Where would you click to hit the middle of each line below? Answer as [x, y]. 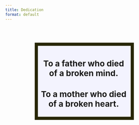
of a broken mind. [84, 73]
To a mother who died [84, 94]
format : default [22, 14]
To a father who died [84, 63]
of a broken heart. [84, 104]
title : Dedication [24, 10]
